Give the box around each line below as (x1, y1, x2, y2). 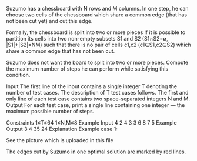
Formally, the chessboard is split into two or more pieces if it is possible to (6, 29, 186, 36)
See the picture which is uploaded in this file (6, 137, 113, 143)
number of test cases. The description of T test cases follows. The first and (6, 89, 189, 96)
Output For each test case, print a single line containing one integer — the (6, 102, 185, 108)
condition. (6, 72, 31, 78)
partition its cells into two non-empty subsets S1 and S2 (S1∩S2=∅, (6, 35, 169, 42)
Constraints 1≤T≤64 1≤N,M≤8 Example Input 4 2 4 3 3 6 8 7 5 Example (6, 119, 178, 126)
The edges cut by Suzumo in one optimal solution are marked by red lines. (6, 148, 186, 155)
